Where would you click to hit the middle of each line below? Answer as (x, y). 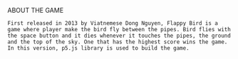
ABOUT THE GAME (36, 10)
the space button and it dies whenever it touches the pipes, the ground (119, 36)
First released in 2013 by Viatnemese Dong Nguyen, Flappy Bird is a (113, 23)
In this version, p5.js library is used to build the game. (99, 48)
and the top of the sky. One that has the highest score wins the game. (118, 42)
